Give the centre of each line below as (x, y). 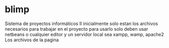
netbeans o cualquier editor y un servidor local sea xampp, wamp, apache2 (84, 34)
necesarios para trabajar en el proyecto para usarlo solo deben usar (77, 29)
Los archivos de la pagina (32, 40)
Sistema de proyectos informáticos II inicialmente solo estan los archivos (81, 23)
